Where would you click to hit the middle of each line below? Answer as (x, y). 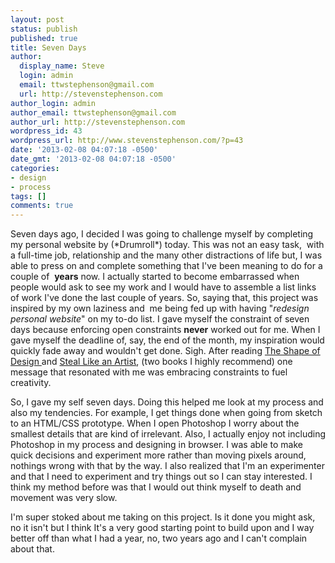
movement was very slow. (64, 498)
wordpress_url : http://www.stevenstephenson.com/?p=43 (127, 141)
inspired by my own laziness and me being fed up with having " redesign (160, 308)
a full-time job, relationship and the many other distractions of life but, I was (166, 255)
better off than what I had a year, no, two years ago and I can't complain (159, 538)
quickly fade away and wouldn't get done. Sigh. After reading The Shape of (165, 351)
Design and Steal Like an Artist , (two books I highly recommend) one (151, 362)
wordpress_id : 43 (46, 131)
